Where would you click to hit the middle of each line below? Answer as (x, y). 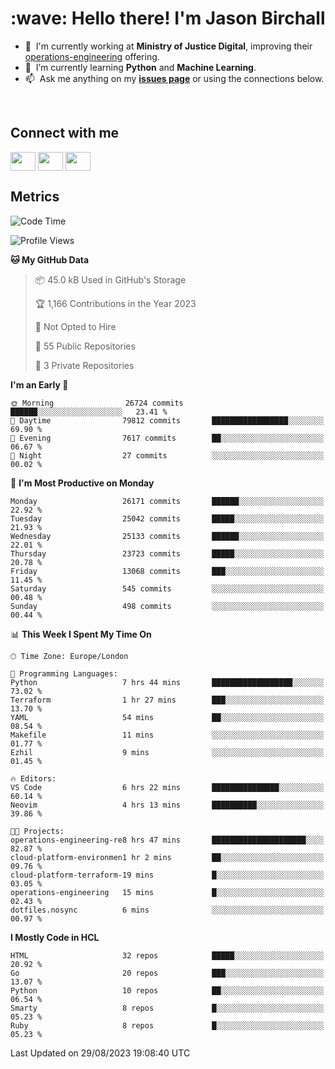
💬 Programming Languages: (64, 673)
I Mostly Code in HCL (55, 937)
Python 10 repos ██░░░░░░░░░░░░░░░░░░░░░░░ (167, 990)
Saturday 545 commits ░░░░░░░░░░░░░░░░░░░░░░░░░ (167, 588)
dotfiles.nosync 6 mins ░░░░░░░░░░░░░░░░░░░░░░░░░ (167, 910)
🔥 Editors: (33, 778)
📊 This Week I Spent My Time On (81, 634)
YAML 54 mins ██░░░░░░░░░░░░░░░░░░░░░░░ (167, 717)
